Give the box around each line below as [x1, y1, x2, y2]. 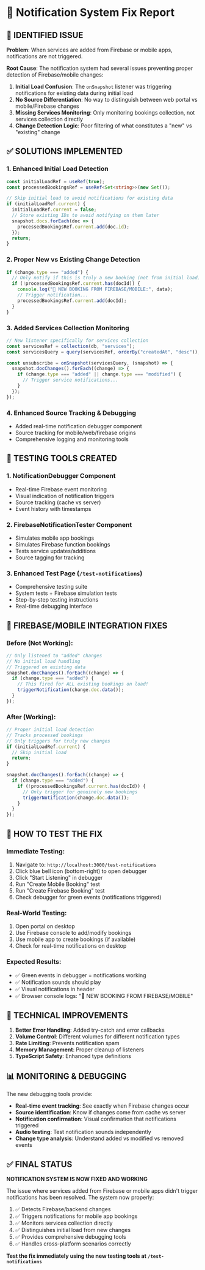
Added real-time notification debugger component [15, 422, 142, 429]
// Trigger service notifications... [22, 377, 119, 384]
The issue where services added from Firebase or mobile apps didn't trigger [6, 1187, 198, 1194]
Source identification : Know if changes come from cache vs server [15, 1109, 186, 1116]
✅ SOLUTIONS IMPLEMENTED [6, 146, 123, 157]
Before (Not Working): [6, 638, 73, 647]
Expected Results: [6, 958, 62, 966]
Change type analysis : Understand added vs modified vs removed [15, 1135, 184, 1142]
